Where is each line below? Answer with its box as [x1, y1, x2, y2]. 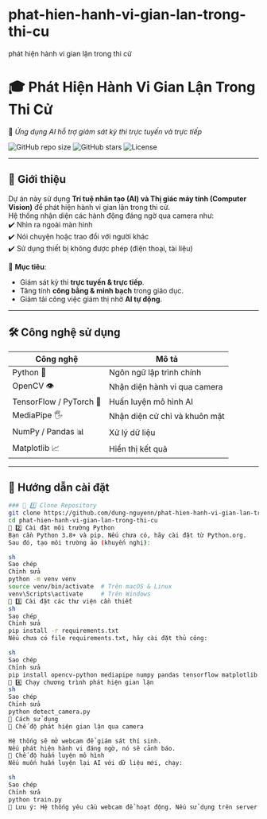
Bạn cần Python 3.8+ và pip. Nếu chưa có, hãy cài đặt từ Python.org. [8, 531, 247, 539]
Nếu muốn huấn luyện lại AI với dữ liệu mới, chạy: [8, 759, 183, 767]
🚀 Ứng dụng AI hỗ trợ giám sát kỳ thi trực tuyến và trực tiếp [8, 126, 203, 136]
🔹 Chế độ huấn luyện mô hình [8, 751, 105, 760]
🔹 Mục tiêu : [8, 262, 47, 271]
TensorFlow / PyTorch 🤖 [12, 396, 102, 407]
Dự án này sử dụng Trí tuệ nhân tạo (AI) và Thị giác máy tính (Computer [8, 193, 247, 204]
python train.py [8, 795, 62, 804]
